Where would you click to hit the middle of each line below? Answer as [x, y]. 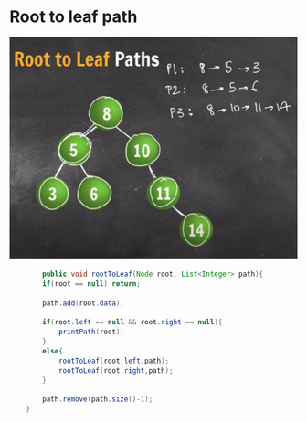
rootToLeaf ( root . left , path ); [114, 361]
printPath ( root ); [91, 332]
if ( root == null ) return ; [92, 284]
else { [53, 351]
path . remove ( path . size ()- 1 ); [98, 399]
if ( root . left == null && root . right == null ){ [132, 322]
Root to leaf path [74, 17]
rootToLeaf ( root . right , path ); [116, 370]
